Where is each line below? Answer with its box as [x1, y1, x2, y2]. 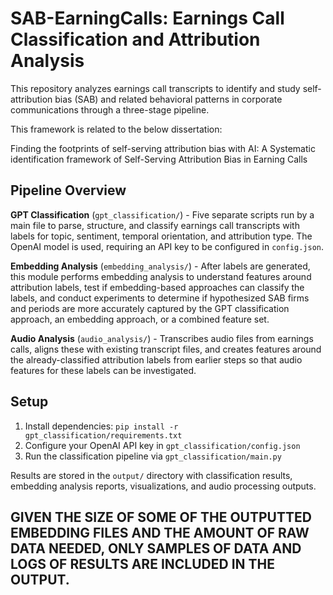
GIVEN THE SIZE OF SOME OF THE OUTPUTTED [10, 508, 312, 526]
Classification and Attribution [10, 28, 261, 51]
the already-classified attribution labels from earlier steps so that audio [10, 353, 303, 366]
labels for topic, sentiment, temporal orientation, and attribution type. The [10, 230, 313, 242]
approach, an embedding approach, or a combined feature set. [10, 313, 270, 325]
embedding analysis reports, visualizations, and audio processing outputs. [10, 480, 317, 492]
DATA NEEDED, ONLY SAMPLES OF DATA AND [10, 540, 302, 557]
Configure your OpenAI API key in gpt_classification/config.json [24, 439, 301, 451]
